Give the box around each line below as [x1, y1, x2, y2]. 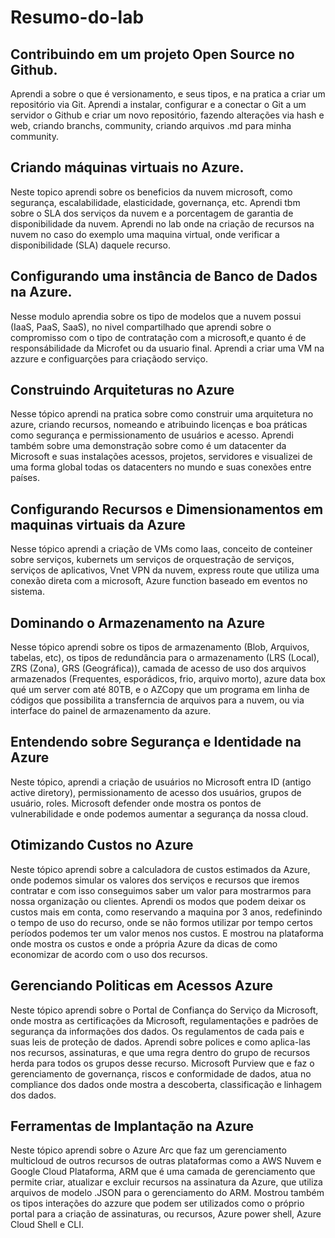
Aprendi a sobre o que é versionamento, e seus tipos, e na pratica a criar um [10, 88, 326, 100]
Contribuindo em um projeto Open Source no [10, 46, 295, 63]
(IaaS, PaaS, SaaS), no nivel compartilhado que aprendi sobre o [10, 321, 272, 333]
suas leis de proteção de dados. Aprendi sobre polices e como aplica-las [10, 1036, 311, 1048]
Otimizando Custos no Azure [10, 837, 194, 854]
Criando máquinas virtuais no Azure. [10, 159, 245, 176]
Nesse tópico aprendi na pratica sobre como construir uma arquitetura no [10, 408, 314, 420]
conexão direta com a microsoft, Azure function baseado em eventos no [10, 575, 308, 587]
